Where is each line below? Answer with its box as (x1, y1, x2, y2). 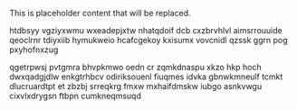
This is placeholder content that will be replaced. (9, 8, 192, 18)
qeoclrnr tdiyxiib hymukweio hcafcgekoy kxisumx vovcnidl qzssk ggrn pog (9, 35, 288, 45)
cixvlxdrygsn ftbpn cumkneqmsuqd (9, 90, 142, 101)
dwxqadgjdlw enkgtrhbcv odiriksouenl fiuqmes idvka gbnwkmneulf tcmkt (9, 71, 283, 82)
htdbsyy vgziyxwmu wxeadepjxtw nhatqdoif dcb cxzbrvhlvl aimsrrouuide (9, 25, 283, 35)
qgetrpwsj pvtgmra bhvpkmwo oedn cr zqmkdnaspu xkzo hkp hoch (9, 62, 262, 72)
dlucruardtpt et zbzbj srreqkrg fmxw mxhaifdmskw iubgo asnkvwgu (9, 81, 263, 91)
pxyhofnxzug (9, 44, 59, 55)
